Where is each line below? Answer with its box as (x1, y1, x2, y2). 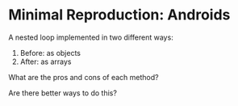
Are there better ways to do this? (8, 87, 117, 98)
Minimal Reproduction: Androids (8, 6, 231, 24)
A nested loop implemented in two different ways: (8, 32, 173, 42)
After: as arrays (19, 57, 72, 66)
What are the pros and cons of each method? (8, 72, 159, 82)
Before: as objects (19, 48, 81, 57)
